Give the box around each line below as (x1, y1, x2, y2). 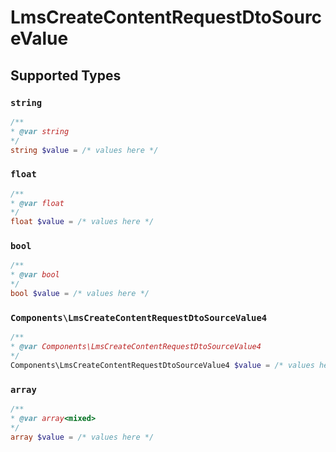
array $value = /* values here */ (10, 432, 155, 442)
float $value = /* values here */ (10, 217, 155, 227)
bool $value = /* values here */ (10, 289, 150, 299)
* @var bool (10, 270, 60, 280)
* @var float (10, 198, 65, 208)
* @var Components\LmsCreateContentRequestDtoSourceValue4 (10, 342, 262, 352)
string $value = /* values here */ (10, 145, 159, 155)
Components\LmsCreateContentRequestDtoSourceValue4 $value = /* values (10, 360, 315, 370)
